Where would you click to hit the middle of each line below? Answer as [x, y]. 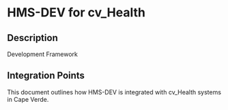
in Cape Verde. [28, 99]
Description [32, 38]
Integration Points [46, 75]
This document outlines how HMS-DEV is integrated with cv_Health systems [114, 92]
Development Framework [43, 54]
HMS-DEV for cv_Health [76, 13]
